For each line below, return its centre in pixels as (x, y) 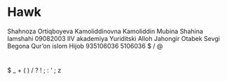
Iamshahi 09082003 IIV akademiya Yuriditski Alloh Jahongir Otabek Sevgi (114, 38)
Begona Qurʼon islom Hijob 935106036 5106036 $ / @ (85, 46)
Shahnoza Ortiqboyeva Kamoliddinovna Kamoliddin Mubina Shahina (105, 31)
